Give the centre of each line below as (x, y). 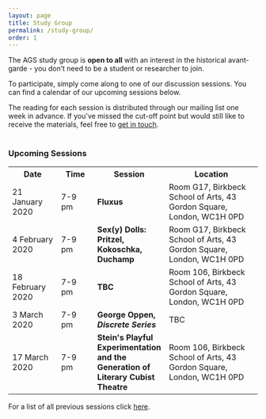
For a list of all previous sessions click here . (79, 406)
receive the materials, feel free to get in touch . (84, 124)
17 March (30, 357)
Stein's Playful (125, 337)
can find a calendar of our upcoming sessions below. (95, 93)
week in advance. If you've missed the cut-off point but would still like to (127, 116)
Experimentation (129, 347)
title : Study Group (40, 23)
